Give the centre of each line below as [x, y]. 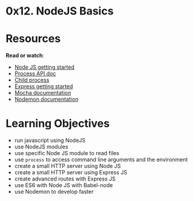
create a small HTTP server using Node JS [68, 166]
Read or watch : [25, 56]
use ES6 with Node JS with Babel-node [64, 185]
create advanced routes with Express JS [65, 179]
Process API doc [35, 74]
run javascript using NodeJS [50, 141]
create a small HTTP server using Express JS [71, 173]
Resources [33, 39]
